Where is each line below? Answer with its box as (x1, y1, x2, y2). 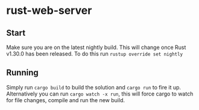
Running (6, 68, 39, 78)
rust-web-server (6, 4, 92, 18)
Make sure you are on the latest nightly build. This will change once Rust (6, 44, 186, 51)
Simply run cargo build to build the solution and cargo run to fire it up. (6, 83, 182, 91)
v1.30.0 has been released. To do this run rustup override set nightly (6, 50, 183, 57)
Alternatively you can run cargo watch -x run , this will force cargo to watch (6, 90, 194, 97)
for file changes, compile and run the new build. (6, 96, 125, 103)
